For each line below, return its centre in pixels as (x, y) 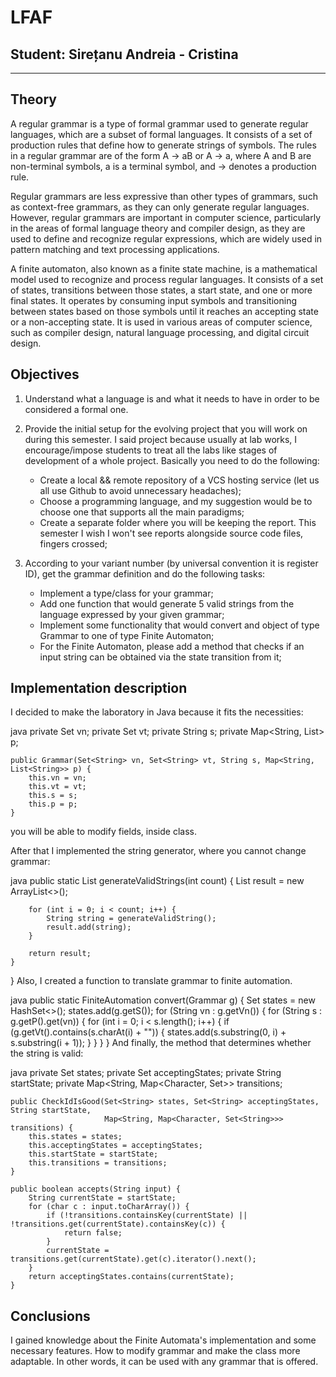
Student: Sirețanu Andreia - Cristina (124, 54)
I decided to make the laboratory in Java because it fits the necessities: (157, 712)
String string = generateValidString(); (131, 919)
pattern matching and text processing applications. (115, 249)
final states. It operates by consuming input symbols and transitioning (153, 300)
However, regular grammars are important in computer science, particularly (166, 217)
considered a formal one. (76, 409)
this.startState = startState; (93, 1154)
